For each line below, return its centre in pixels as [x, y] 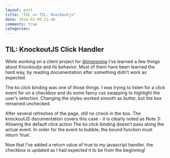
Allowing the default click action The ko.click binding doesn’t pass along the [85, 124]
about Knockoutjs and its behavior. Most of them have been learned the [80, 67]
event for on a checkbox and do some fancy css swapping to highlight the [83, 93]
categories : [18, 29]
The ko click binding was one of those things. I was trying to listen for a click [85, 87]
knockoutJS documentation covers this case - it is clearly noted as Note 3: [83, 118]
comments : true [21, 24]
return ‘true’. [18, 135]
